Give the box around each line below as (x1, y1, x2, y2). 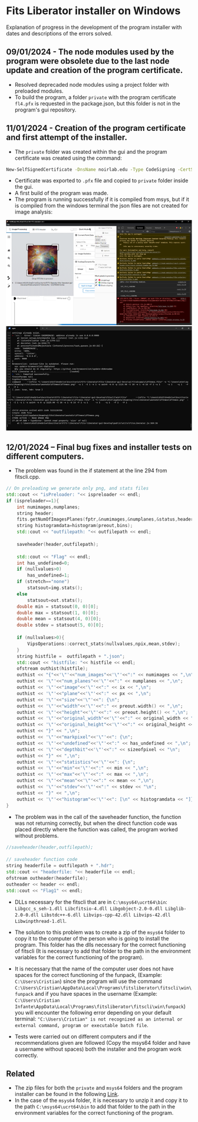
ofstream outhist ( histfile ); (16, 666, 88, 672)
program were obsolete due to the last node (6, 56, 170, 66)
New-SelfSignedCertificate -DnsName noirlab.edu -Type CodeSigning (6, 166, 176, 172)
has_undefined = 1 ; (27, 572, 70, 578)
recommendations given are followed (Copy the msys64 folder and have (14, 1039, 190, 1046)
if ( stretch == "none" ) (16, 579, 70, 585)
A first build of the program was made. (14, 190, 109, 197)
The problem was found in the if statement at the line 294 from (14, 467, 167, 474)
